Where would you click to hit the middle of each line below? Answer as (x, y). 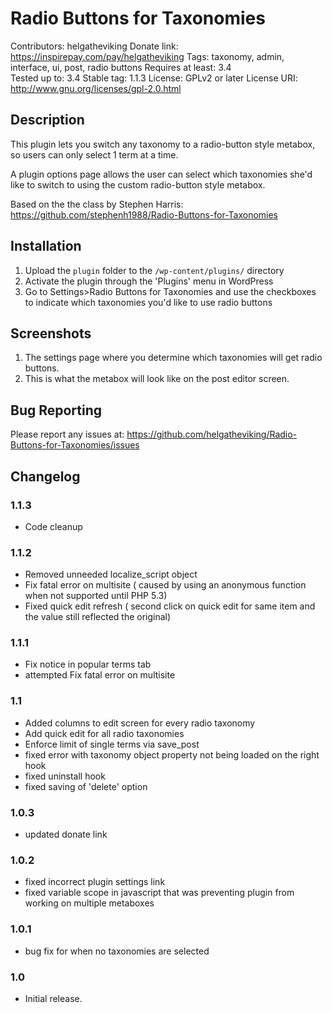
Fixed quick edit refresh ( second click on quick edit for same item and (170, 606)
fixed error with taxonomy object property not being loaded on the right (172, 754)
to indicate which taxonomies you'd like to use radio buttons (148, 302)
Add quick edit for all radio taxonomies (104, 733)
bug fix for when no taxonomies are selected (117, 951)
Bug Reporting (56, 410)
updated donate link (66, 834)
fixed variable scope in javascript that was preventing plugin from (159, 893)
